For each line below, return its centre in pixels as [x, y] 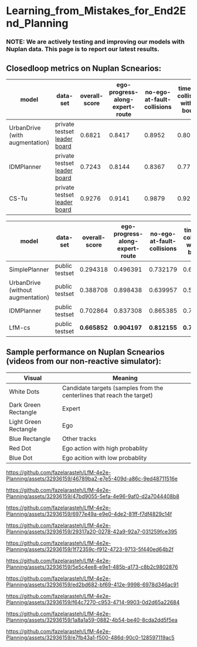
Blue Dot [21, 457]
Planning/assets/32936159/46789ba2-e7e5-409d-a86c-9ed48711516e [92, 479]
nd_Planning [37, 23]
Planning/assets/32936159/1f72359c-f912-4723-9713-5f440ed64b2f [90, 549]
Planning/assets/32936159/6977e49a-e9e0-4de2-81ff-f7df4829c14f [89, 514]
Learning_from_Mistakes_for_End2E [96, 11]
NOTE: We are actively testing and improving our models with [95, 42]
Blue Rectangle [30, 439]
